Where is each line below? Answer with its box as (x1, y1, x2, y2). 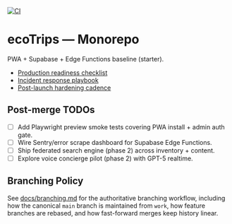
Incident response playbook (17, 76, 99, 84)
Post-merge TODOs (7, 104, 95, 116)
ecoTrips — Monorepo (7, 32, 140, 47)
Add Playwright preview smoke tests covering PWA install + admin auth (17, 122, 226, 131)
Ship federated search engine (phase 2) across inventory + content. (17, 146, 215, 155)
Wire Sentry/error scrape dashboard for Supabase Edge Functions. (17, 138, 213, 146)
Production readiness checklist (17, 68, 108, 77)
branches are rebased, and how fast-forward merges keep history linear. (7, 208, 219, 217)
